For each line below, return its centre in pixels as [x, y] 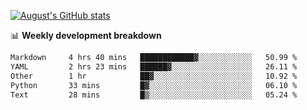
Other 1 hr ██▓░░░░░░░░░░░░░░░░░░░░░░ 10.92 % [154, 76]
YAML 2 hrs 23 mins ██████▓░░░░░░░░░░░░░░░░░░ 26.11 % [154, 66]
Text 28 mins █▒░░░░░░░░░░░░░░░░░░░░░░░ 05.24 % [154, 95]
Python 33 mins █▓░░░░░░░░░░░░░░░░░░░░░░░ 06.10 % [154, 85]
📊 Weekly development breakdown [86, 35]
